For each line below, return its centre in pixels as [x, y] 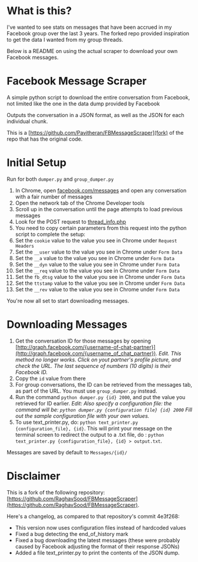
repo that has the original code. [45, 139]
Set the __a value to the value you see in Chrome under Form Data [95, 258]
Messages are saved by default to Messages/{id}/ [67, 452]
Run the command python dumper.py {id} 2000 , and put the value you [100, 397]
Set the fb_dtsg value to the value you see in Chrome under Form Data [100, 277]
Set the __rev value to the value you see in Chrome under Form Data [98, 289]
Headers [24, 246]
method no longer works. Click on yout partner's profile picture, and [98, 360]
